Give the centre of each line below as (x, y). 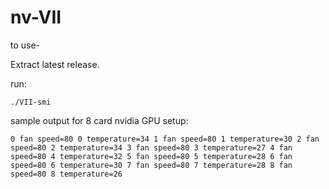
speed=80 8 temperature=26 (66, 174)
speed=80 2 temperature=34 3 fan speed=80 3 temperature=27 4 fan (151, 147)
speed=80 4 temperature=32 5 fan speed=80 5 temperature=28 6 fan (151, 156)
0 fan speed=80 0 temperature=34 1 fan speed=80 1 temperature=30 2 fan (165, 139)
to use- (25, 45)
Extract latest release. (55, 64)
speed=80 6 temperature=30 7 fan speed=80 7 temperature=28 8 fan (151, 165)
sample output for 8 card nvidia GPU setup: (99, 120)
